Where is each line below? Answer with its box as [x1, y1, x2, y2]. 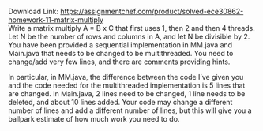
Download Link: [8, 7, 59, 16]
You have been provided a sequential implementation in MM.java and [8, 40, 233, 50]
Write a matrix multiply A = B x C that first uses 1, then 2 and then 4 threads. [8, 24, 255, 32]
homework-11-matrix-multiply [8, 15, 104, 24]
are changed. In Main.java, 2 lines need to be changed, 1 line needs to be [8, 89, 246, 98]
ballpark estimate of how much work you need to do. [8, 114, 180, 123]
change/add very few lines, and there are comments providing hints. [8, 57, 231, 66]
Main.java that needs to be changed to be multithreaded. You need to [8, 49, 234, 58]
